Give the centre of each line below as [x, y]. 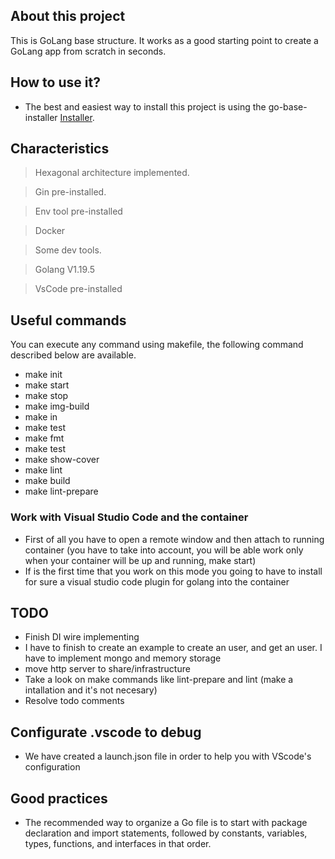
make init [43, 375]
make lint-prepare [61, 491]
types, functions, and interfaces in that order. [118, 843]
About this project [68, 16]
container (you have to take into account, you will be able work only [164, 550]
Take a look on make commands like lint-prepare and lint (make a [159, 680]
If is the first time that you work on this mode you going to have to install [173, 571]
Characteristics [60, 149]
